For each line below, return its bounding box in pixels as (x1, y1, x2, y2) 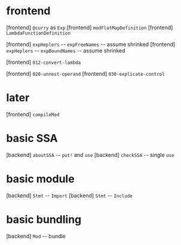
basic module (6, 172, 75, 185)
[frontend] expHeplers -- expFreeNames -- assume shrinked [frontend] (6, 41, 176, 48)
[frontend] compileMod (6, 110, 60, 117)
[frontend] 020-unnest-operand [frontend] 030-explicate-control (6, 70, 165, 77)
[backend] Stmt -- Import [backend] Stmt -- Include (6, 192, 133, 199)
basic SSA (6, 132, 58, 145)
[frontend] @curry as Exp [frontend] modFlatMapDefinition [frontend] (6, 24, 173, 31)
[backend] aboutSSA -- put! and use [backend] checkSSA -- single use (6, 151, 174, 159)
